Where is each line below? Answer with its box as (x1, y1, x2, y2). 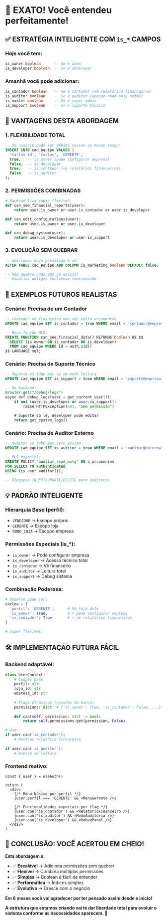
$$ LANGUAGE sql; (5, 349, 41, 354)
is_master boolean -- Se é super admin (5, 98, 97, 103)
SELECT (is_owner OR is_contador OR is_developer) (9, 339, 117, 345)
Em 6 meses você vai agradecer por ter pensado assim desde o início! (5, 895, 153, 901)
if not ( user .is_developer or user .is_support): (14, 399, 117, 404)
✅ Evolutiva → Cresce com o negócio (12, 885, 90, 891)
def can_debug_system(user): (5, 230, 66, 235)
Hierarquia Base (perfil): (5, 506, 65, 513)
